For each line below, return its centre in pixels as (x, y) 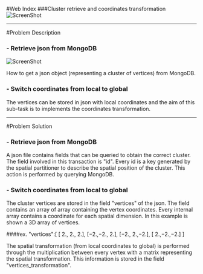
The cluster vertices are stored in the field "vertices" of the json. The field (98, 203)
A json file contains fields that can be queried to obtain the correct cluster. (99, 155)
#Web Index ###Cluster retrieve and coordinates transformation (86, 9)
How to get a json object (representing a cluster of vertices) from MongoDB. (101, 73)
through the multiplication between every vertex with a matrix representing (99, 252)
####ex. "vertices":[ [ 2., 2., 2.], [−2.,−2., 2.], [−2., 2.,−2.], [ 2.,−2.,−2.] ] (95, 234)
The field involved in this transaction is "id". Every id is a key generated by (98, 161)
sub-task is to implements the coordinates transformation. (79, 109)
